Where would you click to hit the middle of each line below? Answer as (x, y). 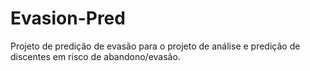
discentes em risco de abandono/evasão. (95, 56)
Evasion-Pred (68, 18)
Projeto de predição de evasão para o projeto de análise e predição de (155, 46)
